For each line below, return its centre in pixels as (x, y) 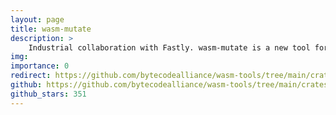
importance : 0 (40, 66)
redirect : (31, 76)
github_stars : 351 (48, 94)
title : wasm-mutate (51, 29)
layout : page (37, 19)
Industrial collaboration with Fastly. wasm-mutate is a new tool (169, 47)
